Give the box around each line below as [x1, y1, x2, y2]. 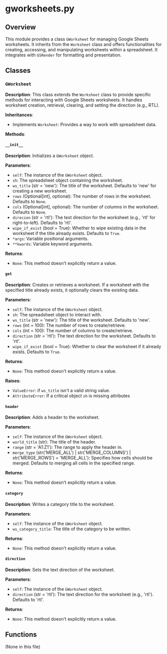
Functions [5, 631, 37, 639]
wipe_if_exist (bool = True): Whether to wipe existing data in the [12, 225, 146, 231]
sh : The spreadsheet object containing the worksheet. [12, 177, 124, 183]
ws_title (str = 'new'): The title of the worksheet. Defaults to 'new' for [12, 183, 157, 189]
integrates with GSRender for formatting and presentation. [5, 52, 122, 58]
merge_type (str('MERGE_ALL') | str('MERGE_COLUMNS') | [12, 449, 131, 455]
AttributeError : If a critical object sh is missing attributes [12, 393, 131, 399]
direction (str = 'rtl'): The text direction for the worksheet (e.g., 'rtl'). [12, 591, 154, 597]
